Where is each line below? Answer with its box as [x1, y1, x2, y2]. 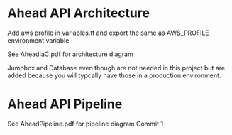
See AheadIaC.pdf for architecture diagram [7, 50, 133, 58]
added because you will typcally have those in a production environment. [7, 71, 221, 80]
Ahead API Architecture [7, 5, 150, 21]
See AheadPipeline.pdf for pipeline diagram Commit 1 [7, 119, 164, 128]
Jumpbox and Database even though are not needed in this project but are [7, 63, 226, 72]
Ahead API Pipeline [7, 96, 123, 112]
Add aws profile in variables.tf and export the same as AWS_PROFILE [7, 28, 209, 37]
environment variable [7, 36, 70, 44]
